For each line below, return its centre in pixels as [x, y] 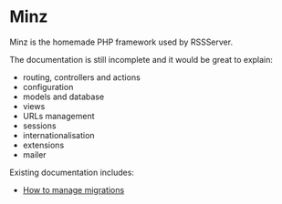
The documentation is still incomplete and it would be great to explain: [141, 59]
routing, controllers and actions [82, 77]
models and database [63, 97]
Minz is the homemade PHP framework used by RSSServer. [121, 42]
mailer [35, 154]
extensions [43, 145]
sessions [39, 126]
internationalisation [58, 135]
